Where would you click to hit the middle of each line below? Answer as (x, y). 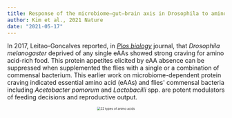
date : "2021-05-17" (35, 26)
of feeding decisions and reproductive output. (72, 97)
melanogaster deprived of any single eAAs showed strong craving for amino (116, 53)
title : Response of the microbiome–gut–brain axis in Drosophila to (108, 13)
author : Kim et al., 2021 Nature (55, 20)
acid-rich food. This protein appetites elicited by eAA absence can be (106, 61)
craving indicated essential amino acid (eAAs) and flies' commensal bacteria (116, 83)
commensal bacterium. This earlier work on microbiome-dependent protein (114, 75)
